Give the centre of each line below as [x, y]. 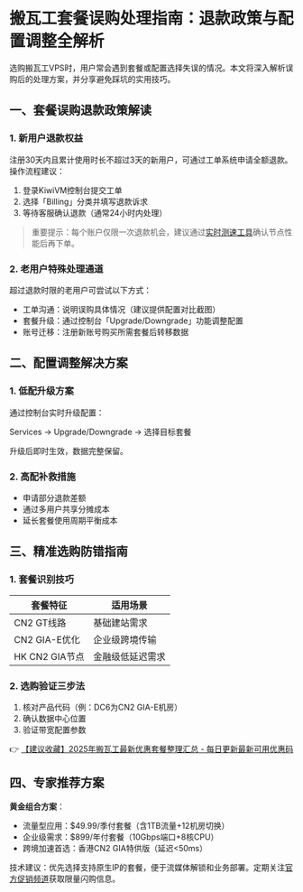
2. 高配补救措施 [43, 477]
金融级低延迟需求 [129, 656]
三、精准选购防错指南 [69, 552]
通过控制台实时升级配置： [57, 413]
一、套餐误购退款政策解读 [80, 111]
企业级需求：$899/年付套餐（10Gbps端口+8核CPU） [120, 837]
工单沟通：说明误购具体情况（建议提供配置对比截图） [121, 309]
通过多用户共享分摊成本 [66, 509]
